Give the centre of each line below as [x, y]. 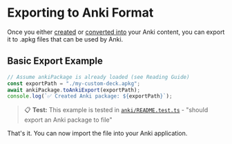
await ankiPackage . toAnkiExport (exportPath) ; [74, 90]
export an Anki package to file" [68, 120]
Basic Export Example [55, 61]
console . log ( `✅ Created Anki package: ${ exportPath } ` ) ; [90, 96]
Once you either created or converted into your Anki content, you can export [116, 32]
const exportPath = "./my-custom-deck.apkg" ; [74, 83]
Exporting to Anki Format [80, 13]
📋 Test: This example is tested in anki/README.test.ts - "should [116, 110]
